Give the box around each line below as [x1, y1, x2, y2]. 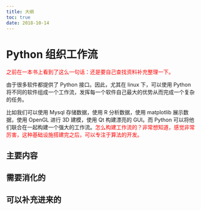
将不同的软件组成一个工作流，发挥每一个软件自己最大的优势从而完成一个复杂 [6, 89, 195, 96]
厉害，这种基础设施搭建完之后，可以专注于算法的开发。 [6, 131, 142, 138]
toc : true [6, 14, 31, 20]
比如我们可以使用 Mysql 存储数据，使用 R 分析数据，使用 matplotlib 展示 [6, 109, 184, 116]
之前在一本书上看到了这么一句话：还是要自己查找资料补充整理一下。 [6, 68, 174, 75]
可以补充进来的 [6, 195, 62, 205]
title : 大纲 [6, 8, 34, 15]
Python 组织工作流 [6, 47, 98, 61]
